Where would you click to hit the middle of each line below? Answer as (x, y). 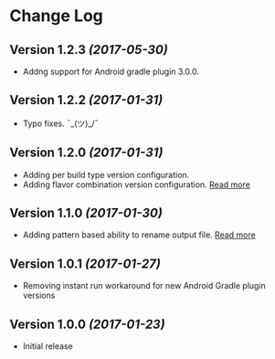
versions (39, 296)
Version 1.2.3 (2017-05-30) (89, 50)
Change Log (56, 16)
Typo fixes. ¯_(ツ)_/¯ (60, 123)
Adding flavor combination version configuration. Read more (137, 185)
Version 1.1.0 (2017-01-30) (86, 213)
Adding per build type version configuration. (106, 174)
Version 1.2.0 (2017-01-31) (86, 153)
